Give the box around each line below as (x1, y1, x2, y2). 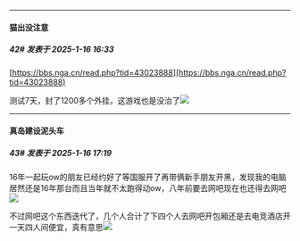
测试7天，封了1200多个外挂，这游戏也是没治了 (9, 95, 180, 105)
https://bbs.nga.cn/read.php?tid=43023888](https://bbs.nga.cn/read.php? (12, 67, 287, 78)
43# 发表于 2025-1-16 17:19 (9, 147, 112, 158)
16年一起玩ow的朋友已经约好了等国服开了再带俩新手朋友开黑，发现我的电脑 (9, 171, 287, 183)
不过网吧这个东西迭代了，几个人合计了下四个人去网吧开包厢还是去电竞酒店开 (9, 211, 291, 221)
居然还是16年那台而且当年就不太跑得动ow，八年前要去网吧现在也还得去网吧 (9, 183, 287, 194)
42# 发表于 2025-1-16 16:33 (9, 44, 114, 54)
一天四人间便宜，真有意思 (9, 222, 104, 233)
